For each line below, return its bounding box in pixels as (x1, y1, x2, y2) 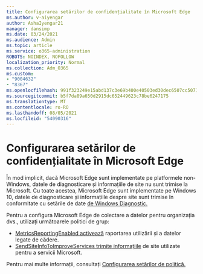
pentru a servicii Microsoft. (14, 249, 83, 256)
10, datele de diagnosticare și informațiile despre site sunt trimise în (6, 194, 174, 201)
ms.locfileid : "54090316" (6, 115, 71, 121)
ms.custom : (6, 71, 34, 77)
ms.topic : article (6, 43, 53, 49)
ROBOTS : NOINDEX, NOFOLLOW (6, 54, 74, 60)
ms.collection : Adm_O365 (6, 65, 69, 71)
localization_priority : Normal (6, 59, 85, 65)
